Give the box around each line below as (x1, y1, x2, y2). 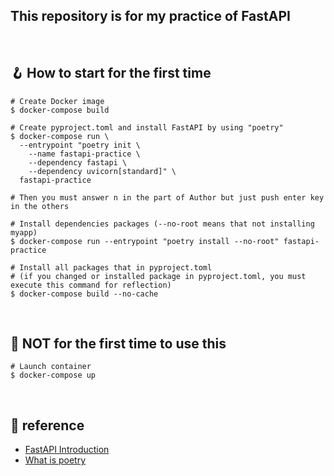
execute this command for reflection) (10, 280, 172, 290)
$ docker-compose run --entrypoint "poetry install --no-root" (10, 236, 280, 246)
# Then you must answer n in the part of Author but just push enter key (10, 192, 325, 203)
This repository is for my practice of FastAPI (10, 8, 291, 25)
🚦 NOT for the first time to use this (10, 335, 227, 353)
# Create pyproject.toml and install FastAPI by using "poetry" (10, 122, 284, 133)
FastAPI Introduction (24, 444, 110, 456)
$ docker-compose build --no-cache (10, 289, 159, 299)
